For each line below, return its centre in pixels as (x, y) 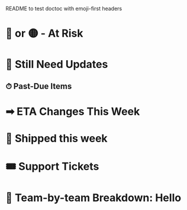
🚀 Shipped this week (57, 139)
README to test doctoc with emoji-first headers (64, 9)
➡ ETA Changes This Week (73, 111)
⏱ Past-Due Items (39, 86)
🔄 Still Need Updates (57, 65)
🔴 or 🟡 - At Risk (44, 33)
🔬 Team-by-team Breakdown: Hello (93, 198)
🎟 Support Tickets (52, 167)
